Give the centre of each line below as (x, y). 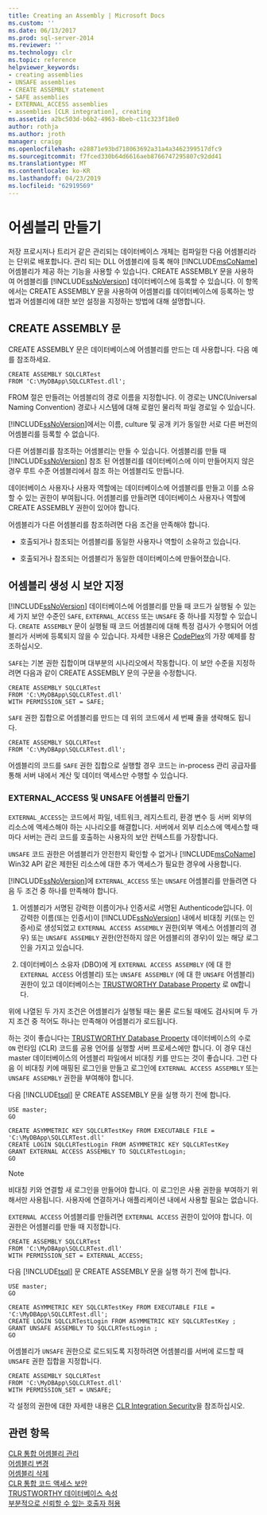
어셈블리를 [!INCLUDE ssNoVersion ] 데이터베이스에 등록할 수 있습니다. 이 (130, 281)
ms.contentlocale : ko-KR (49, 171)
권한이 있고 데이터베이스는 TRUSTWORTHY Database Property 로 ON (129, 984)
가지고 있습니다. (59, 947)
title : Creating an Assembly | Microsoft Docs (87, 16)
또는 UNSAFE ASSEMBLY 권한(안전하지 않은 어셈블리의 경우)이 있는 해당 (137, 937)
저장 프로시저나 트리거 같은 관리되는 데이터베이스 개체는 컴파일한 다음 (115, 251)
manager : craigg (35, 141)
